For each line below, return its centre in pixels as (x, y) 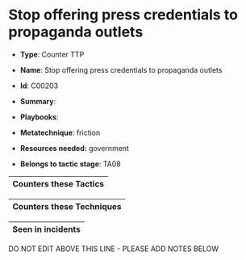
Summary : (38, 101)
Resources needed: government (74, 148)
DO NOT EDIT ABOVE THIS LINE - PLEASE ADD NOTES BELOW (114, 249)
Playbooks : (39, 117)
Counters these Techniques (67, 206)
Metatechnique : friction (60, 132)
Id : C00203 (39, 86)
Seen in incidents (46, 229)
